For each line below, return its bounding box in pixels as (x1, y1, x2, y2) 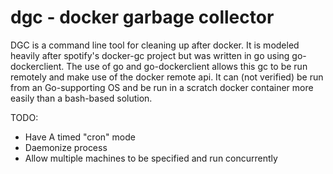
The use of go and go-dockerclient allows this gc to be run (66, 60, 308, 72)
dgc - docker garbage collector (10, 6, 275, 29)
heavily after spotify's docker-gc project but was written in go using (10, 49, 290, 61)
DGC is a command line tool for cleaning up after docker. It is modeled (10, 39, 300, 51)
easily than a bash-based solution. (10, 92, 153, 104)
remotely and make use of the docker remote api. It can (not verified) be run (10, 71, 324, 83)
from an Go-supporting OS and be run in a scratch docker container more (10, 81, 314, 93)
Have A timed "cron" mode (24, 131, 136, 143)
